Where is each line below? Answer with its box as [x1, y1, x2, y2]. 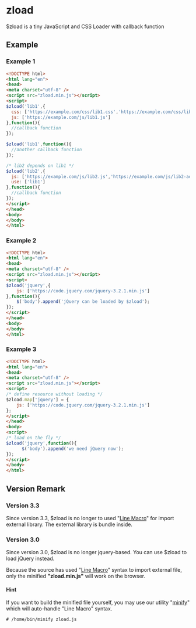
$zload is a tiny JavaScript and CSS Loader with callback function [6, 23, 164, 30]
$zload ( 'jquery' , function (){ [6, 440, 77, 446]
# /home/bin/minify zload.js [6, 616, 77, 623]
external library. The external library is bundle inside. [6, 521, 133, 528]
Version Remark [6, 484, 66, 494]
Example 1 [6, 57, 36, 66]
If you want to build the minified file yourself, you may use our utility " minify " [6, 599, 190, 606]
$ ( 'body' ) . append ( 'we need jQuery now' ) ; [21, 446, 124, 452]
